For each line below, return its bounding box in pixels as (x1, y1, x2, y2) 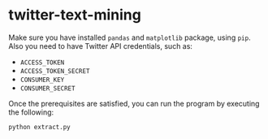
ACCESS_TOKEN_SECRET (19, 67, 90, 75)
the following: (8, 107, 54, 117)
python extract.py (8, 123, 71, 131)
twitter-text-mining (8, 6, 142, 24)
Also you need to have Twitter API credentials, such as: (8, 41, 193, 50)
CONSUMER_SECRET (19, 84, 76, 93)
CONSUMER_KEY (19, 76, 65, 84)
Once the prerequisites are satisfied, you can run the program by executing (8, 98, 260, 108)
